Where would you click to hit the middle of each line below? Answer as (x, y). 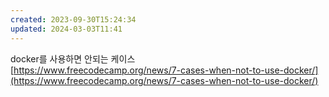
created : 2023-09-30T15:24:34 (73, 19)
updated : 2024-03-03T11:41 (66, 29)
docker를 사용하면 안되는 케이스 (73, 58)
